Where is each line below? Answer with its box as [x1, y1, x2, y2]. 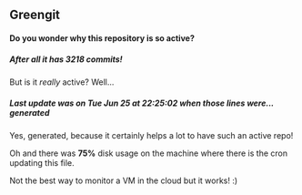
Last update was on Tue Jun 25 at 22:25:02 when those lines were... [9, 97, 275, 108]
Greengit [9, 7, 61, 23]
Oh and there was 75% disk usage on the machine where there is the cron [9, 148, 288, 159]
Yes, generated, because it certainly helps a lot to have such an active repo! [9, 129, 294, 140]
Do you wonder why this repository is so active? [9, 32, 196, 44]
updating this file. [9, 157, 75, 168]
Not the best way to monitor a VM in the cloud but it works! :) [9, 175, 238, 186]
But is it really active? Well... [9, 77, 115, 87]
